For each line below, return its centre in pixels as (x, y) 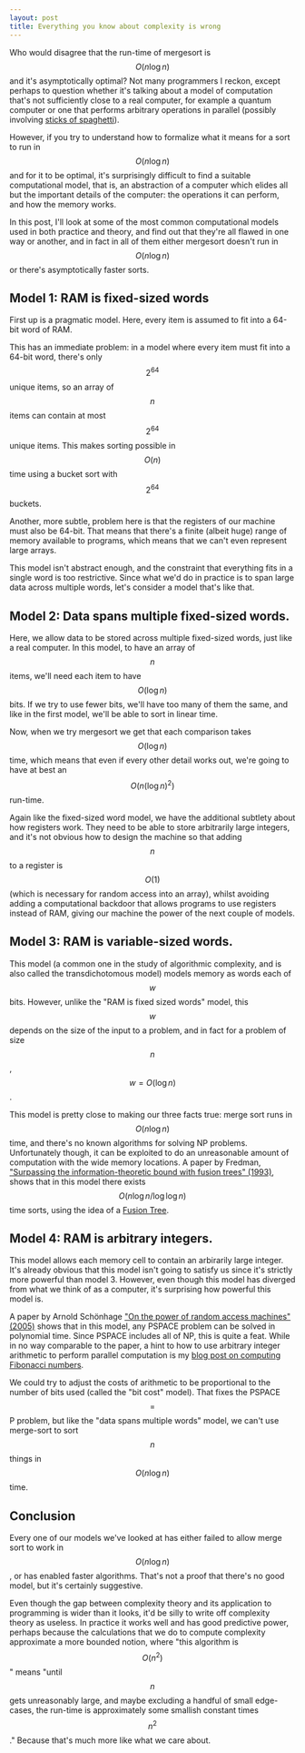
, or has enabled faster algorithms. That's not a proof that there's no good (147, 1576)
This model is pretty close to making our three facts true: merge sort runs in (151, 1114)
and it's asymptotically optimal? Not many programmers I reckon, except (145, 81)
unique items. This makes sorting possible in (93, 445)
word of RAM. (47, 329)
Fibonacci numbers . (47, 1365)
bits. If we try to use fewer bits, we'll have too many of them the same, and (149, 704)
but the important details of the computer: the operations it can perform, (144, 194)
